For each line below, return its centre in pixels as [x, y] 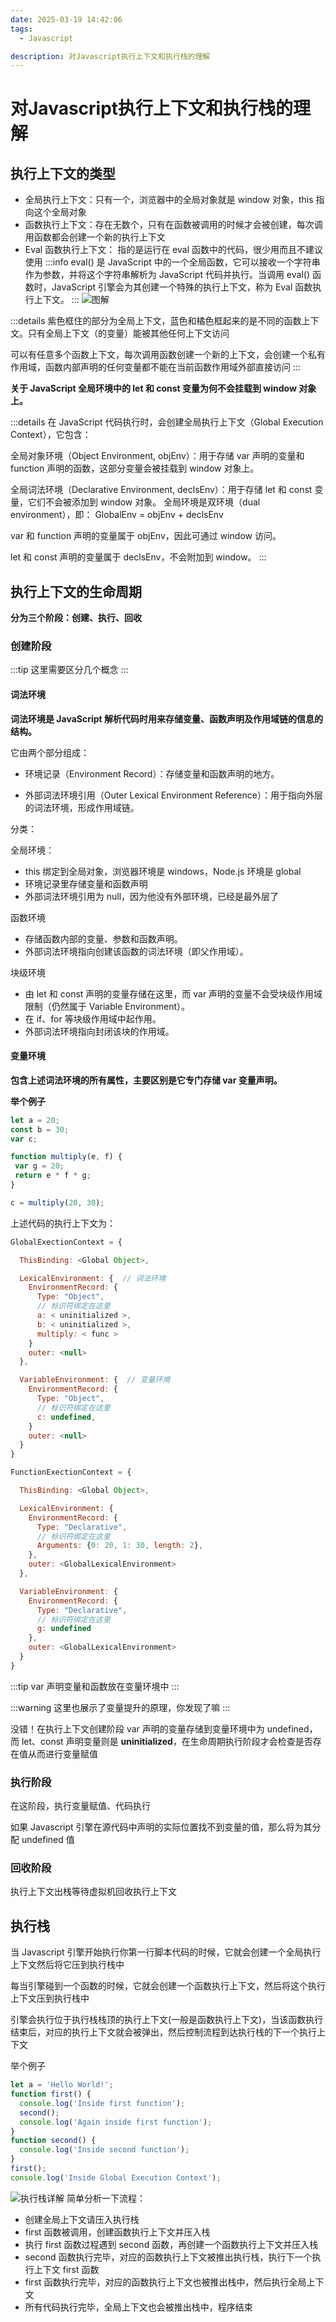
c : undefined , [66, 1417]
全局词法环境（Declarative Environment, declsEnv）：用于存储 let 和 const [161, 490]
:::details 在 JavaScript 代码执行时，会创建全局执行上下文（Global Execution [167, 422]
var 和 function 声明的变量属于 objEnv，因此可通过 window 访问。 [146, 536]
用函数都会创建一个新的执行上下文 [95, 237]
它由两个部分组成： [50, 752]
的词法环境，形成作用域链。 [82, 807]
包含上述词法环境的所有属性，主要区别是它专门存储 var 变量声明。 [146, 1080]
